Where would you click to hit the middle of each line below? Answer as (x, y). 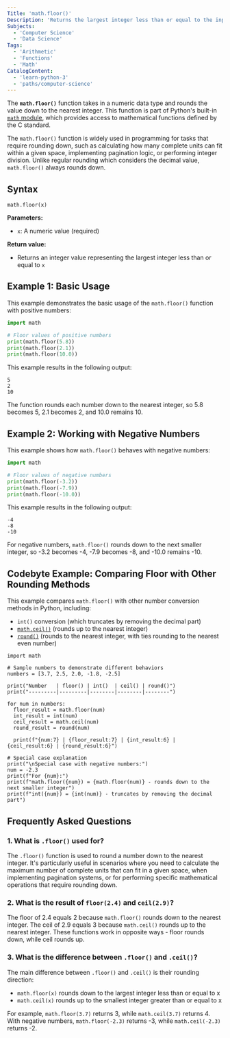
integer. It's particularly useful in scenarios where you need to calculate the (113, 863)
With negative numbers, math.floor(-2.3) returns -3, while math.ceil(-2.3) (114, 1021)
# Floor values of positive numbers (59, 335)
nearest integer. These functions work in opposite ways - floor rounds (106, 932)
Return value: (27, 244)
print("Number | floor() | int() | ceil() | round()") (91, 686)
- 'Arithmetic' (35, 52)
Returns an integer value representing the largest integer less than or (114, 257)
